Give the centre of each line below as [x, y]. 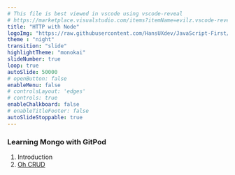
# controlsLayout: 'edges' [47, 91]
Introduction [35, 157]
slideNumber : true [34, 59]
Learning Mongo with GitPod [57, 142]
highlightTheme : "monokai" [47, 53]
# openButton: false [37, 78]
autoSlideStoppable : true [45, 117]
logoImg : [20, 33]
